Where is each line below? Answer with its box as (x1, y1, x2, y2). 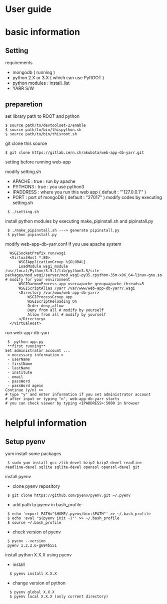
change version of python (12, 580, 66, 586)
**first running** (7, 344, 46, 349)
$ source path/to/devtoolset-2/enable (5, 123, 86, 128)
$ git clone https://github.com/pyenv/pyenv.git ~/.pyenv (7, 493, 131, 498)
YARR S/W (12, 85, 34, 91)
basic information (5, 27, 80, 38)
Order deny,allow (27, 303, 64, 308)
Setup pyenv (5, 437, 46, 446)
